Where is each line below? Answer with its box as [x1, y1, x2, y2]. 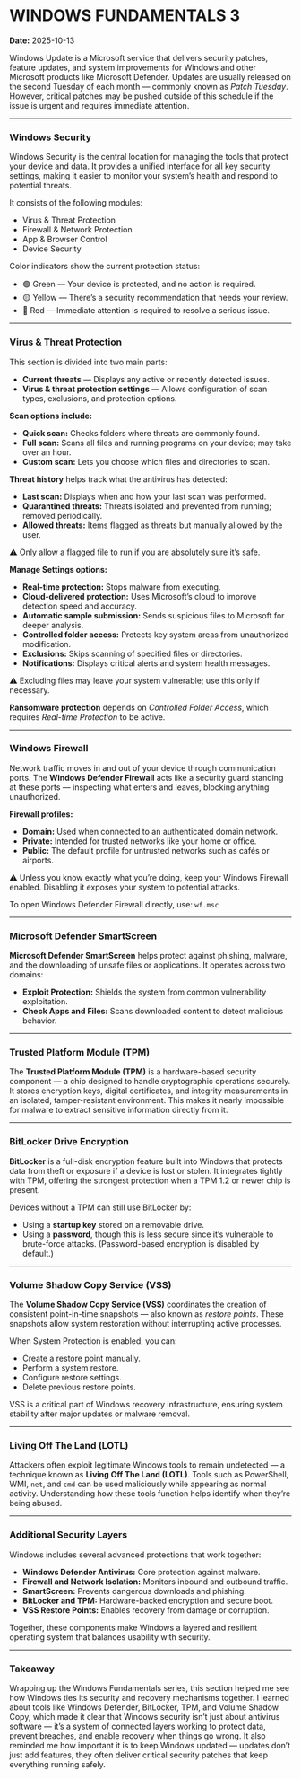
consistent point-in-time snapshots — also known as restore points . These [9, 1309, 284, 1319]
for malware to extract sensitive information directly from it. [9, 1105, 228, 1116]
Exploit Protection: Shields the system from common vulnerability [21, 986, 267, 997]
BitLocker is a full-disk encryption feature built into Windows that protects [9, 1155, 284, 1167]
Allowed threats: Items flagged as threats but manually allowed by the [21, 520, 283, 530]
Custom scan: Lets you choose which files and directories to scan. [21, 456, 271, 467]
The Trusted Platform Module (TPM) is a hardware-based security [9, 1066, 257, 1077]
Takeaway [9, 1662, 56, 1675]
